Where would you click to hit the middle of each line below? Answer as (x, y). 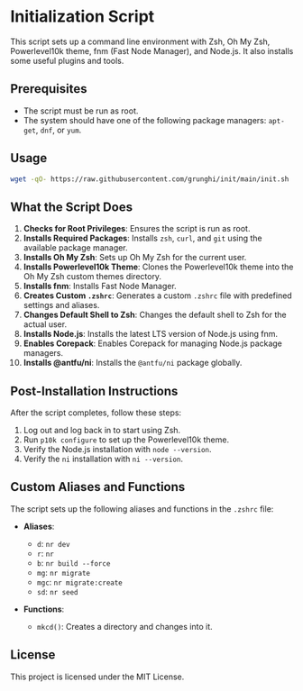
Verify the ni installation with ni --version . (103, 459)
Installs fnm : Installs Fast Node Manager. (100, 286)
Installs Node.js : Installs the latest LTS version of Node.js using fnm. (151, 334)
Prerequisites (49, 89)
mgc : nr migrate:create (79, 582)
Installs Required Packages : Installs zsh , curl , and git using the (142, 238)
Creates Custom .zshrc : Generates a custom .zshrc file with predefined (157, 295)
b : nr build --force (73, 563)
